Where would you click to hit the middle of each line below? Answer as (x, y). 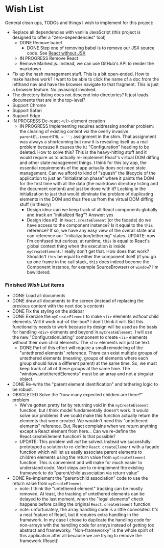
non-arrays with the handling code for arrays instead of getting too (87, 525)
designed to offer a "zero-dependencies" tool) (59, 37)
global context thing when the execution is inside (76, 246)
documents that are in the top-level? (49, 100)
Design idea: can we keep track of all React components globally (92, 209)
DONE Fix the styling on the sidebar (48, 311)
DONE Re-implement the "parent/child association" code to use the (80, 478)
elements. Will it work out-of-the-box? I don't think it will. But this (78, 322)
